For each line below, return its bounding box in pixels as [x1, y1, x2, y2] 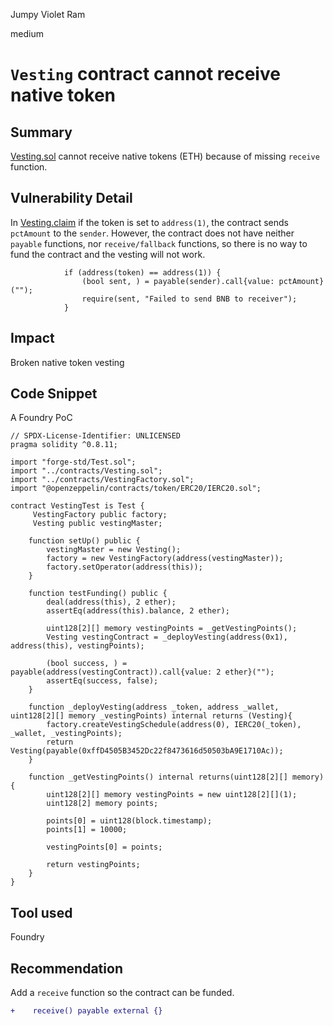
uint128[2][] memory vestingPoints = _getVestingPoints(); [46, 624, 298, 634]
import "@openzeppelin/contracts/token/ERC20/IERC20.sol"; [10, 484, 262, 494]
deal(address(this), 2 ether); [46, 597, 177, 608]
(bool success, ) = [46, 659, 128, 669]
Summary [10, 124, 73, 141]
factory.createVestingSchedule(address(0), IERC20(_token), [46, 720, 302, 730]
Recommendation [10, 960, 123, 977]
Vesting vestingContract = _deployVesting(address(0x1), [46, 632, 288, 643]
